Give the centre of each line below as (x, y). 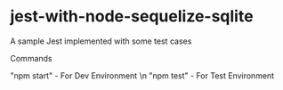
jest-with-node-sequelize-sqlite (132, 16)
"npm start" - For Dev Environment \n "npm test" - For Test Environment (142, 75)
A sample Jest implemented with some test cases (101, 41)
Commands (31, 58)
